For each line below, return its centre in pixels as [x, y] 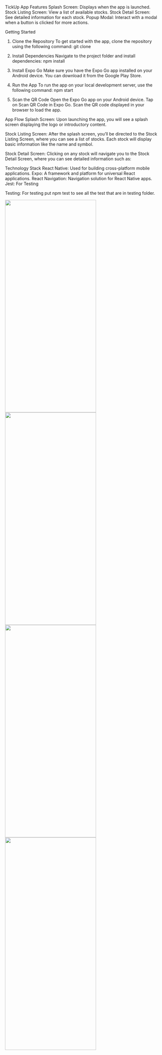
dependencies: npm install [38, 61]
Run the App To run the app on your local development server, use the [82, 85]
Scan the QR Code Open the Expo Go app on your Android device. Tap [83, 100]
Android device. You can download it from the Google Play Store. [77, 76]
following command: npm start [43, 90]
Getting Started [20, 32]
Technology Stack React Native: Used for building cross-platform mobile [77, 168]
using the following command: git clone [51, 46]
